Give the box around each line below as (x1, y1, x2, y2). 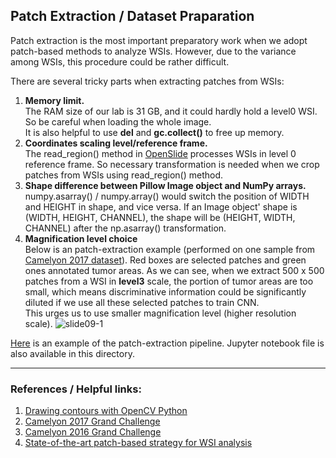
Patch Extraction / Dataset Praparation (10, 8, 255, 25)
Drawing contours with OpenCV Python (24, 405, 188, 417)
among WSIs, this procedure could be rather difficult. (10, 55, 230, 68)
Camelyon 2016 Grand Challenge (24, 426, 162, 438)
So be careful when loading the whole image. (24, 115, 212, 128)
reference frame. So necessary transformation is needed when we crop (24, 158, 320, 170)
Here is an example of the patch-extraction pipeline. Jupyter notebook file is (10, 337, 325, 349)
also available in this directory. (10, 347, 135, 359)
